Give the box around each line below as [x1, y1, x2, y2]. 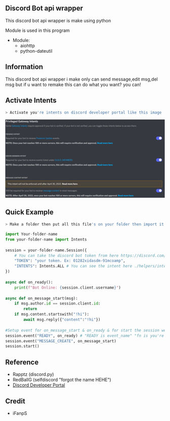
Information [5, 63, 44, 71]
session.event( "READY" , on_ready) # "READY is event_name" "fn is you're [5, 333, 164, 338]
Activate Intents [5, 96, 57, 105]
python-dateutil [20, 48, 53, 54]
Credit [5, 397, 25, 405]
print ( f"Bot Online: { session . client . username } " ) [14, 285, 121, 290]
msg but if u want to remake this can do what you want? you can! [5, 81, 141, 88]
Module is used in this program [5, 27, 70, 33]
